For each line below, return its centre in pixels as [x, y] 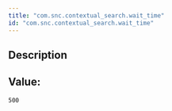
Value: [25, 82]
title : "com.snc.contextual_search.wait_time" [86, 15]
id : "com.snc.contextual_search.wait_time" [81, 23]
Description [38, 55]
